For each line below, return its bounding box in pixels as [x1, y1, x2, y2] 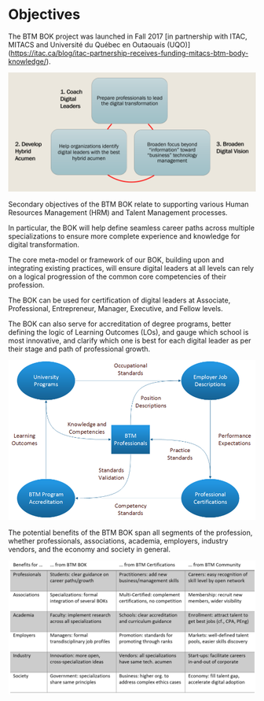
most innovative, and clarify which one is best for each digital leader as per [8, 336, 251, 346]
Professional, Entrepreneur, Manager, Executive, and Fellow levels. [8, 304, 224, 313]
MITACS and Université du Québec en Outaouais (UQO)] [8, 39, 191, 49]
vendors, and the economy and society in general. [8, 545, 171, 554]
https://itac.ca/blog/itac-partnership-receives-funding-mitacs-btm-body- [10, 48, 249, 57]
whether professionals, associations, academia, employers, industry [8, 536, 229, 546]
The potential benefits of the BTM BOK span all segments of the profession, [8, 528, 253, 537]
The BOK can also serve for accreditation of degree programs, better [8, 319, 232, 328]
